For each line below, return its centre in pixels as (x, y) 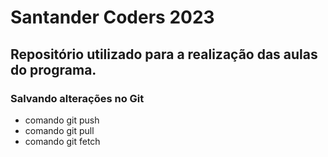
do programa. (53, 69)
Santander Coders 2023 (112, 17)
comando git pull (59, 130)
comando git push (62, 120)
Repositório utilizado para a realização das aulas (164, 54)
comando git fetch (62, 141)
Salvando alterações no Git (77, 98)
